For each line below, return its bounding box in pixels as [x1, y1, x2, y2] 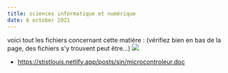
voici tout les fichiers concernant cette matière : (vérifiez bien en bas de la [7, 35, 222, 44]
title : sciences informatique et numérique [7, 10, 136, 17]
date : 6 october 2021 [7, 17, 71, 24]
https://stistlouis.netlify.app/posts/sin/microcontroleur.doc [17, 57, 185, 66]
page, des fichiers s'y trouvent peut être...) [7, 44, 131, 52]
